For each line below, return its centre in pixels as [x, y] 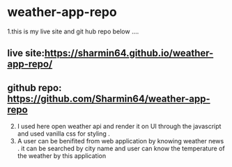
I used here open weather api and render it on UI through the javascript [119, 127]
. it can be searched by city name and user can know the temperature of [121, 149]
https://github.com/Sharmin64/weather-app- [109, 98]
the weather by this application [62, 156]
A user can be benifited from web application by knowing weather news [121, 141]
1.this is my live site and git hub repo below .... [73, 31]
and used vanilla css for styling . [63, 134]
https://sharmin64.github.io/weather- [129, 53]
